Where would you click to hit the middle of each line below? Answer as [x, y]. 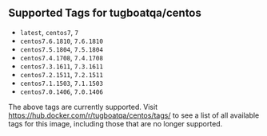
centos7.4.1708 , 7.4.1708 [62, 57]
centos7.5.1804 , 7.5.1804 [62, 49]
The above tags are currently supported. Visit [83, 107]
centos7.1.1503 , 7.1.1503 [62, 83]
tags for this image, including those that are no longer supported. [116, 123]
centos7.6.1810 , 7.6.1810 [62, 41]
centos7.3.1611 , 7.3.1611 [62, 66]
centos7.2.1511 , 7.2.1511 [62, 74]
